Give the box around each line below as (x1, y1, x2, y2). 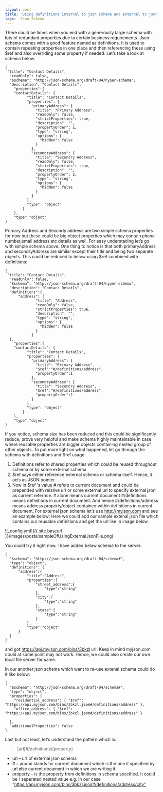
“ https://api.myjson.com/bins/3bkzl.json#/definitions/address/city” (12, 781, 146, 788)
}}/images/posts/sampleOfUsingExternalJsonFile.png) (5, 533, 114, 539)
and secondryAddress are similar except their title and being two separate (5, 249, 153, 254)
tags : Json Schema (5, 16, 45, 21)
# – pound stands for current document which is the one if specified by (12, 761, 155, 767)
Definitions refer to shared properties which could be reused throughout (12, 461, 157, 467)
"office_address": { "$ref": (14, 706, 73, 712)
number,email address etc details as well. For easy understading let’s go (5, 238, 150, 244)
